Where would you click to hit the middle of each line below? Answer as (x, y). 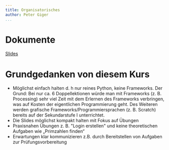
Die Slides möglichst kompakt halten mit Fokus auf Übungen (76, 121)
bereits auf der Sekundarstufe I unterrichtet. (59, 115)
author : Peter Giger (27, 15)
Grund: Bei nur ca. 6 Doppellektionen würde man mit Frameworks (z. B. (87, 94)
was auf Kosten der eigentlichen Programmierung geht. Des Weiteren (85, 104)
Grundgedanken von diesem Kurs (77, 74)
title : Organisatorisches (32, 10)
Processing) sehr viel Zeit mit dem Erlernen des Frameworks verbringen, (89, 99)
